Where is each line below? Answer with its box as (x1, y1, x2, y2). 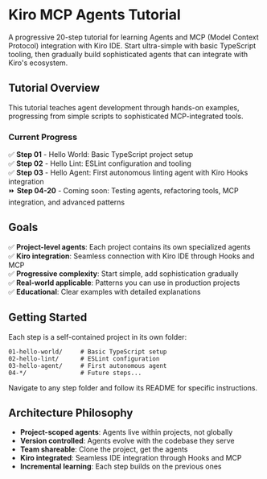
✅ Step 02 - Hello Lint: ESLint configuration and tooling (8, 159, 191, 168)
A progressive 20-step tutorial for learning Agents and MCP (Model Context (8, 32, 259, 42)
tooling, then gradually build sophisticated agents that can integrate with (8, 49, 249, 59)
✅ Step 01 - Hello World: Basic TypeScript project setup (8, 150, 194, 159)
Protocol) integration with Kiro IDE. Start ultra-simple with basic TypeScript (8, 40, 257, 50)
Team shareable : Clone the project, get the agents (19, 444, 188, 454)
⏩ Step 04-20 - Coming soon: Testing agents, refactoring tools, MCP (8, 186, 239, 196)
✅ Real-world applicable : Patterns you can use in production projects (8, 278, 240, 287)
